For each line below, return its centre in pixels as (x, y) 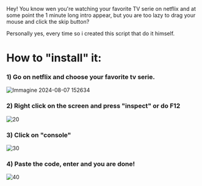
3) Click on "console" (39, 135)
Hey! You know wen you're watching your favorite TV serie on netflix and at (101, 9)
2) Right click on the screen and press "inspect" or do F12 (93, 106)
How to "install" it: (54, 58)
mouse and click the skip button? (48, 22)
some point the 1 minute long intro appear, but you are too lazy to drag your (101, 15)
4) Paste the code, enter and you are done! (71, 164)
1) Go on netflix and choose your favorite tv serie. (81, 77)
